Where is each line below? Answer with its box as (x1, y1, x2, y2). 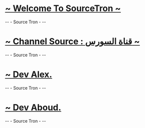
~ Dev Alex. (5, 69, 52, 80)
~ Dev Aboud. (5, 102, 61, 113)
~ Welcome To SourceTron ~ (5, 3, 121, 14)
